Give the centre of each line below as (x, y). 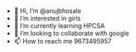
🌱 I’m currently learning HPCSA (60, 26)
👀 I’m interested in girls (47, 18)
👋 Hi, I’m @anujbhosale (48, 11)
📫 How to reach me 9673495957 (62, 41)
